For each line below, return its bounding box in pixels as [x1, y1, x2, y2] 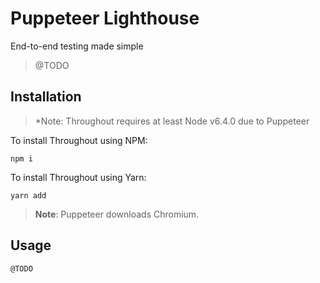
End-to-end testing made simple [10, 40, 144, 52]
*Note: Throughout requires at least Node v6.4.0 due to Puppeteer [34, 115, 310, 127]
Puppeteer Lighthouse [10, 7, 200, 30]
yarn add [10, 190, 47, 201]
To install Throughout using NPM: [10, 134, 148, 146]
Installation [10, 88, 82, 106]
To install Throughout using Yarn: [10, 171, 147, 183]
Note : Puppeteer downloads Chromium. [34, 208, 200, 220]
